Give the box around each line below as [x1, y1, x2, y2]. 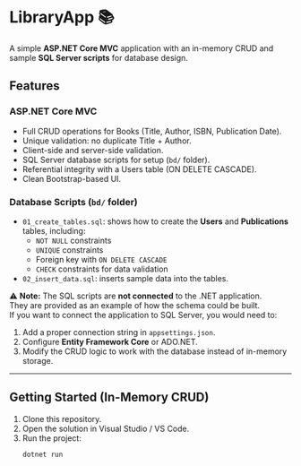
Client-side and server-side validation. [21, 144, 164, 155]
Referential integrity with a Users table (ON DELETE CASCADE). [21, 163, 257, 175]
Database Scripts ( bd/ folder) [9, 195, 139, 208]
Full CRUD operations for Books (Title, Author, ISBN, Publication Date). [21, 125, 282, 136]
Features [9, 78, 60, 94]
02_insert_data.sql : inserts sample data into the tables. [21, 272, 229, 283]
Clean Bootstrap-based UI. [21, 173, 122, 184]
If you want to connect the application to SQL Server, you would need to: [9, 309, 278, 320]
